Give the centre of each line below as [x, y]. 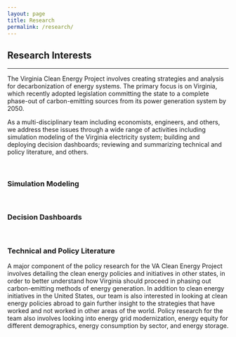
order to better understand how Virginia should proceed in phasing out [110, 281]
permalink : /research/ [40, 27]
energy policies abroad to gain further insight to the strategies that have [111, 303]
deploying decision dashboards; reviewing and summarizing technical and [115, 145]
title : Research [31, 20]
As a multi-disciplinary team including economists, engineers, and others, [114, 122]
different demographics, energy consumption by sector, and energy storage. [118, 326]
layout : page [26, 14]
